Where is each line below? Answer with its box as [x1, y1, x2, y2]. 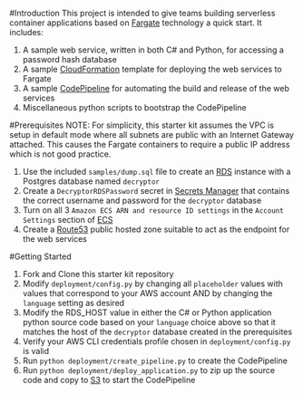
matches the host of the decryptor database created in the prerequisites [22, 326, 293, 337]
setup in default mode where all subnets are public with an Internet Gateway [9, 130, 295, 139]
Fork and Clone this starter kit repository [22, 269, 174, 279]
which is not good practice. [9, 149, 112, 159]
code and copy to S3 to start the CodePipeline [22, 375, 196, 385]
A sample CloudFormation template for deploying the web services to [22, 63, 283, 74]
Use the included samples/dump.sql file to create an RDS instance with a [22, 167, 291, 177]
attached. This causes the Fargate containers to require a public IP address [9, 139, 290, 149]
